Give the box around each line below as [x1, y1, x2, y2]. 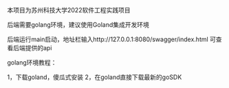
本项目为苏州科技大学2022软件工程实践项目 [7, 6, 131, 14]
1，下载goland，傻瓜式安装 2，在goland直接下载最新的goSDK [7, 73, 182, 81]
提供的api [25, 44, 52, 52]
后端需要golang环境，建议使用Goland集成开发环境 [7, 21, 150, 29]
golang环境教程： [7, 58, 57, 67]
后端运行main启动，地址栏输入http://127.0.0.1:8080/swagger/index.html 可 [7, 35, 217, 43]
